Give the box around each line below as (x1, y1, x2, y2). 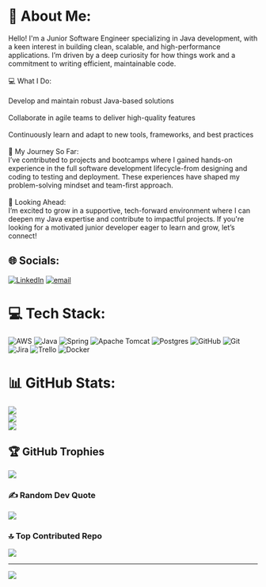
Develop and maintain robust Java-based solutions (8, 95, 174, 106)
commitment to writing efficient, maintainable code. (8, 59, 177, 68)
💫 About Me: (8, 7, 92, 25)
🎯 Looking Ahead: (8, 197, 66, 207)
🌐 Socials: (8, 254, 60, 268)
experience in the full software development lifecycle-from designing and (8, 163, 248, 173)
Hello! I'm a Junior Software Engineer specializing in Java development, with (8, 33, 258, 43)
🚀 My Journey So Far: (8, 146, 79, 156)
